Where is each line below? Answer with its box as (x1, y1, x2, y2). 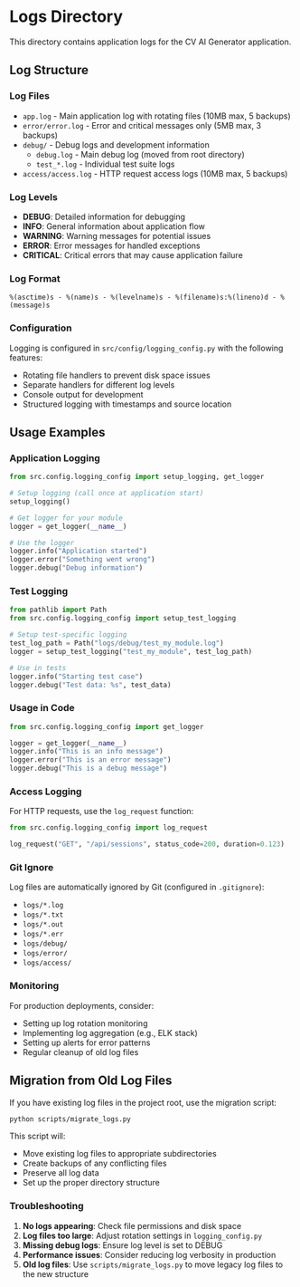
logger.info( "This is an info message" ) (9, 747, 164, 756)
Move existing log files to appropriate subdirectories (22, 1148, 217, 1159)
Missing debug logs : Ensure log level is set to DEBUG (22, 1239, 223, 1251)
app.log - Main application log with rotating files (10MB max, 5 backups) (22, 110, 291, 121)
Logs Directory (9, 6, 124, 27)
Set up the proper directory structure (22, 1177, 161, 1188)
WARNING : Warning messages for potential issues (22, 230, 211, 241)
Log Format (9, 272, 61, 284)
